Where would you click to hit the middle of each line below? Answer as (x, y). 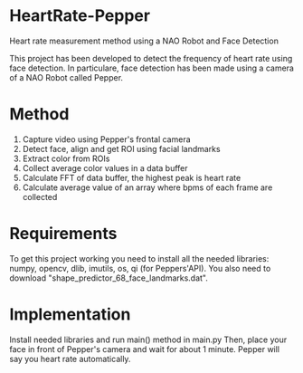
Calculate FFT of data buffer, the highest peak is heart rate (132, 177)
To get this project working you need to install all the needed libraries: (139, 258)
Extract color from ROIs (66, 158)
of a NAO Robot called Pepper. (66, 77)
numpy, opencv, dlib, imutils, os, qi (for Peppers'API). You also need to (140, 268)
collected (40, 196)
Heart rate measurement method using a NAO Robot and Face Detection (144, 41)
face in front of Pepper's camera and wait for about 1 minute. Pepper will (145, 349)
